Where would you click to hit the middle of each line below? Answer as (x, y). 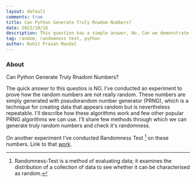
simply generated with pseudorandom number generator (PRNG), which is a (97, 101)
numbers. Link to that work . (39, 144)
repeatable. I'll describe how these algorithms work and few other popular (95, 113)
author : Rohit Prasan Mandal (41, 44)
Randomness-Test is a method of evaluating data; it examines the (93, 160)
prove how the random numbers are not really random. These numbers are (96, 94)
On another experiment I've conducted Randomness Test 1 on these (87, 137)
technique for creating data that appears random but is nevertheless (88, 107)
